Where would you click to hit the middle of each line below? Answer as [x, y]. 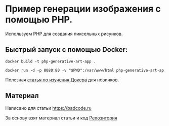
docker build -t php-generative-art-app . [51, 61]
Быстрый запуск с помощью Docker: [67, 50]
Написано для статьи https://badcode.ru [49, 108]
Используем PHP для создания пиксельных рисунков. [64, 34]
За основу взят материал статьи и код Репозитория [61, 118]
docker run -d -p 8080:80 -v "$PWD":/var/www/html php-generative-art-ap [85, 70]
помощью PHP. [39, 20]
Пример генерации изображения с [83, 9]
